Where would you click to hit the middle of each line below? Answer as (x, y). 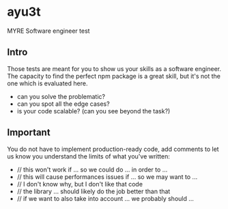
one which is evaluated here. (47, 83)
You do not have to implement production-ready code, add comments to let (113, 149)
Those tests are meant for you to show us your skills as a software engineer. (114, 68)
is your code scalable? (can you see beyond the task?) (94, 111)
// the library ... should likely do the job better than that (94, 191)
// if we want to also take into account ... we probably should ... (105, 198)
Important (29, 133)
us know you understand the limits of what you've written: (89, 156)
